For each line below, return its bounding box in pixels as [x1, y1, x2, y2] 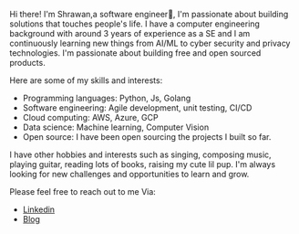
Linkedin [22, 204, 56, 215]
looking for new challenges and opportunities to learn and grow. [9, 169, 250, 179]
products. [9, 58, 46, 68]
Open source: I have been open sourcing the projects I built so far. [22, 132, 272, 142]
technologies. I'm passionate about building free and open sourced [9, 48, 262, 58]
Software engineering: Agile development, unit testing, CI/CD [22, 102, 253, 113]
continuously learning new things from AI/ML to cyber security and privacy [9, 37, 291, 48]
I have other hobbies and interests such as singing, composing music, [9, 149, 272, 160]
